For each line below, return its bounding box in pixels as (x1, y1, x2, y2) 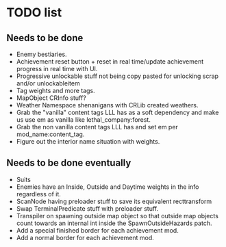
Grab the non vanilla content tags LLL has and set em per (16, 123, 179, 131)
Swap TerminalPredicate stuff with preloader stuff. (16, 204, 159, 213)
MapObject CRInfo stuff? (16, 94, 86, 102)
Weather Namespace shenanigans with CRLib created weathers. (16, 101, 199, 109)
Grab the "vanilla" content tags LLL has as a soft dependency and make (16, 108, 219, 116)
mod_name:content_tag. (16, 130, 85, 138)
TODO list (6, 5, 62, 21)
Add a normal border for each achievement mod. (16, 233, 155, 242)
